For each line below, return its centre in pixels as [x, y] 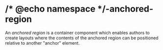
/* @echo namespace [50, 9]
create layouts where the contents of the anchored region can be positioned [82, 38]
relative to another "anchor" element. [42, 43]
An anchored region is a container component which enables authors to [78, 33]
